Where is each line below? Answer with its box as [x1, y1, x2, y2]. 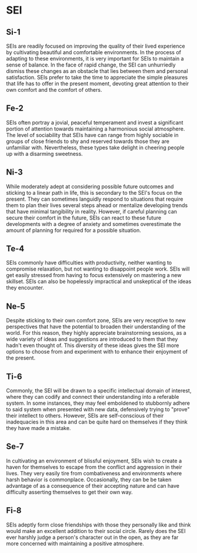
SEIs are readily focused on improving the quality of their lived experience [6, 42, 185, 49]
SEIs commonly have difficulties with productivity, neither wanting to [6, 259, 172, 266]
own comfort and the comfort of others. [6, 86, 102, 93]
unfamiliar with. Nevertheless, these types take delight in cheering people [6, 144, 185, 151]
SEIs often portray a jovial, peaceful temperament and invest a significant [6, 119, 183, 126]
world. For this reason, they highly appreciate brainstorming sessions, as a [6, 329, 186, 337]
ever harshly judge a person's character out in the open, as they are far [6, 534, 179, 541]
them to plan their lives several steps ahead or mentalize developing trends [6, 201, 188, 209]
